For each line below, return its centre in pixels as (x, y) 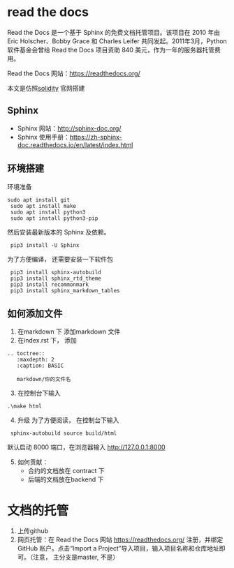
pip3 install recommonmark (50, 284)
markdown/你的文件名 (44, 380)
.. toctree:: (26, 354)
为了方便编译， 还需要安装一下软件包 (60, 259)
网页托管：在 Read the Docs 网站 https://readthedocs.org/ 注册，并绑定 (120, 540)
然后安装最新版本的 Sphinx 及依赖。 (59, 232)
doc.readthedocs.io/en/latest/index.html (75, 144)
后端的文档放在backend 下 (66, 479)
